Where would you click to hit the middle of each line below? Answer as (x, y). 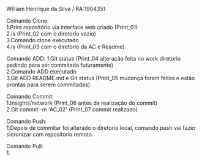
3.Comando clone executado (43, 40)
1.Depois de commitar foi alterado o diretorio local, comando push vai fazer (101, 128)
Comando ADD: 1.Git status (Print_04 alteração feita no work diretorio (94, 58)
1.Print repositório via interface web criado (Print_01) (72, 27)
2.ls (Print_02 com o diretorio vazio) (51, 34)
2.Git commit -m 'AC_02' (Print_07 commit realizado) (72, 109)
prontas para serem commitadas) (48, 84)
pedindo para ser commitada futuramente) (60, 65)
